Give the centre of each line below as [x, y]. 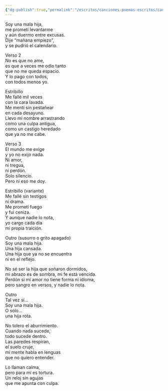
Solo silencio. [19, 175]
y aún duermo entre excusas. [35, 35]
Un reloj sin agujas [24, 378]
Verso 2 [13, 55]
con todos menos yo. [27, 82]
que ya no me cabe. [26, 134]
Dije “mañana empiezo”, [30, 40]
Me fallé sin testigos [26, 196]
